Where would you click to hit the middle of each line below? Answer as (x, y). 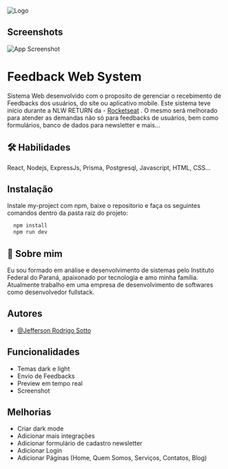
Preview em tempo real (50, 383)
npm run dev (31, 232)
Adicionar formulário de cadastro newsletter (80, 444)
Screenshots (35, 32)
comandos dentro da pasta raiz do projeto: (68, 213)
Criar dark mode (40, 429)
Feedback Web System (74, 76)
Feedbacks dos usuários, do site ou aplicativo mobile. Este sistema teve (109, 103)
